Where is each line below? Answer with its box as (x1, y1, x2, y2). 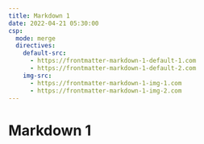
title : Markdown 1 (8, 11, 70, 20)
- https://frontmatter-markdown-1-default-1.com (29, 57, 197, 65)
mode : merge (15, 34, 56, 43)
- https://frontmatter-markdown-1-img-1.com (29, 79, 182, 87)
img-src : (23, 72, 52, 80)
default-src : (23, 49, 67, 57)
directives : (15, 42, 56, 50)
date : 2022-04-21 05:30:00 (8, 19, 99, 27)
